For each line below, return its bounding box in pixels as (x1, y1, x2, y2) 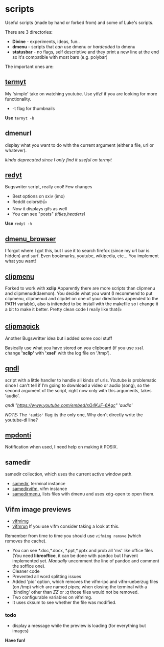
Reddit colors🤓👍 (12, 199, 47, 205)
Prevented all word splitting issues (12, 574, 82, 580)
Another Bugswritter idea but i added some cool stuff (5, 335, 113, 341)
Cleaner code (12, 568, 40, 574)
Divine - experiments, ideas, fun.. (12, 38, 80, 45)
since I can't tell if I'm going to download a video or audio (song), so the (5, 382, 150, 388)
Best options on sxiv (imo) (12, 193, 65, 199)
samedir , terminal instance (12, 481, 66, 487)
